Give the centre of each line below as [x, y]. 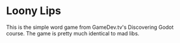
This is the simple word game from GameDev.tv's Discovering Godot [90, 27]
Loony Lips [34, 11]
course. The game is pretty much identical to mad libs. [73, 33]
